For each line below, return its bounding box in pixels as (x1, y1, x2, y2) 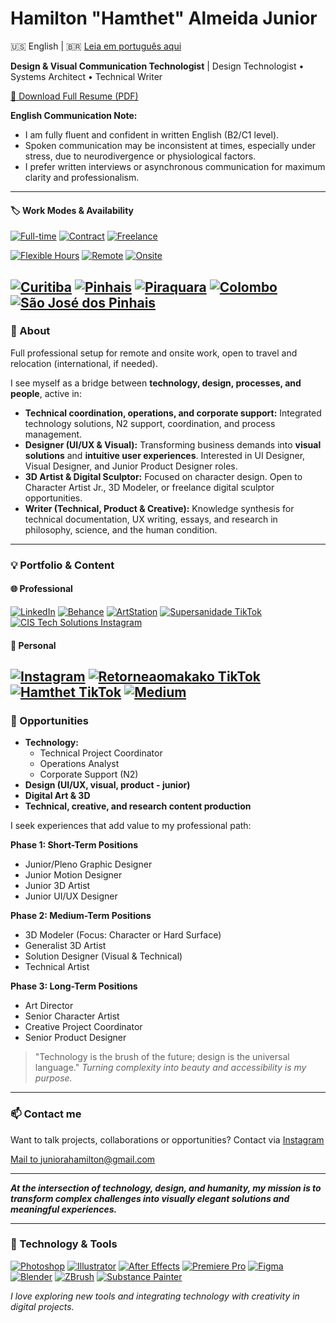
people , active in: (10, 387, 82, 399)
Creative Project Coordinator (24, 1021, 143, 1033)
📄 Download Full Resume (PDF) (10, 90, 139, 102)
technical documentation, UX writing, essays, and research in (24, 513, 278, 525)
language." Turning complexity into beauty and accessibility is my (34, 1062, 307, 1074)
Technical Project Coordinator (39, 747, 163, 759)
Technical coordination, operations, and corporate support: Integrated (24, 407, 322, 419)
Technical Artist (24, 961, 90, 973)
